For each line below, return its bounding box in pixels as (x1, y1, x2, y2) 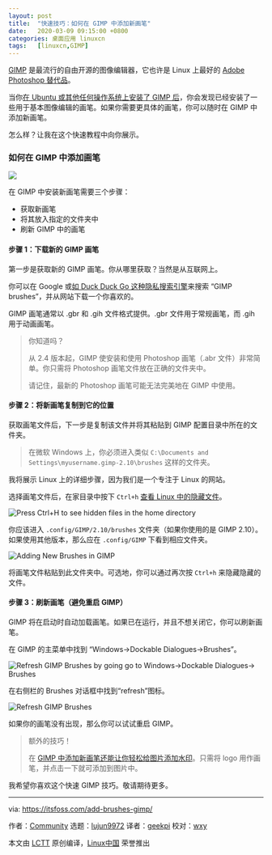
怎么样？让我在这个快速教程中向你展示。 (8, 130, 143, 140)
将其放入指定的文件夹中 (19, 214, 99, 224)
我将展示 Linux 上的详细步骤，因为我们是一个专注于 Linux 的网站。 (8, 474, 230, 484)
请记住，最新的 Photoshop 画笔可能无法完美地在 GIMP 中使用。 (28, 380, 240, 390)
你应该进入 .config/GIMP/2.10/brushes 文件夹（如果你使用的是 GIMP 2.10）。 (8, 524, 263, 534)
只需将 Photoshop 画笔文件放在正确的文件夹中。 (49, 363, 210, 373)
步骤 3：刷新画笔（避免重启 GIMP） (8, 598, 128, 607)
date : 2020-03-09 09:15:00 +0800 (8, 27, 129, 35)
